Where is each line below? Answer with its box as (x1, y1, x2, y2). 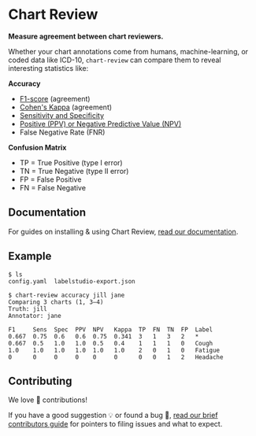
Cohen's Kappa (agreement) (19, 102, 113, 112)
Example (8, 249, 52, 263)
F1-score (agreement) (19, 94, 91, 103)
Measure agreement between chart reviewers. (8, 31, 164, 41)
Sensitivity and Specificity (19, 110, 105, 120)
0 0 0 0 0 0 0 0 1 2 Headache (8, 353, 224, 361)
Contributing (8, 374, 72, 387)
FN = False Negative (19, 183, 87, 192)
